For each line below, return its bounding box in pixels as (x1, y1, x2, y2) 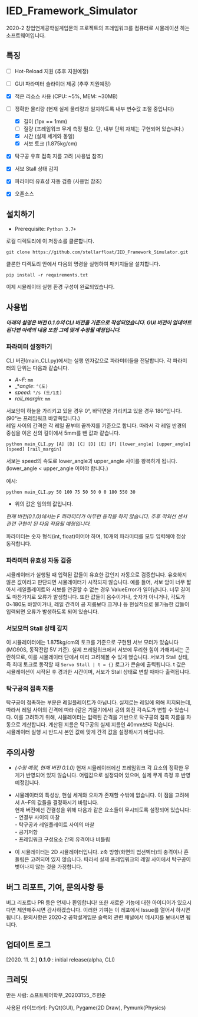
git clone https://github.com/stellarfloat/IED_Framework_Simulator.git (6, 249, 189, 255)
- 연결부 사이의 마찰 (14, 814, 60, 821)
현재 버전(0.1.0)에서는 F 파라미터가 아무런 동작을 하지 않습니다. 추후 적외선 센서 (6, 513, 187, 520)
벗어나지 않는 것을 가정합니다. (14, 863, 83, 871)
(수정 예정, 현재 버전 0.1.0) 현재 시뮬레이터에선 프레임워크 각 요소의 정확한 (14, 764, 184, 771)
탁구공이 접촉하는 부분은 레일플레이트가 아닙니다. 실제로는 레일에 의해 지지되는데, (6, 699, 192, 706)
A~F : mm (14, 376, 34, 383)
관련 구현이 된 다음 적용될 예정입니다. (6, 520, 91, 527)
